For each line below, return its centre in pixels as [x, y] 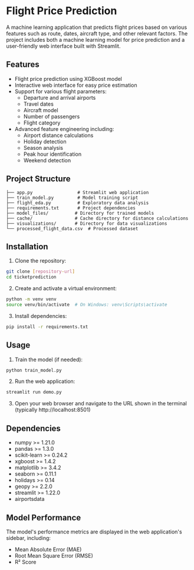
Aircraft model [41, 110]
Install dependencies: [41, 316]
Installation [27, 246]
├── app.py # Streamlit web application [78, 192]
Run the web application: [45, 381]
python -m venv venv [32, 299]
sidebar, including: [29, 538]
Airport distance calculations [58, 135]
